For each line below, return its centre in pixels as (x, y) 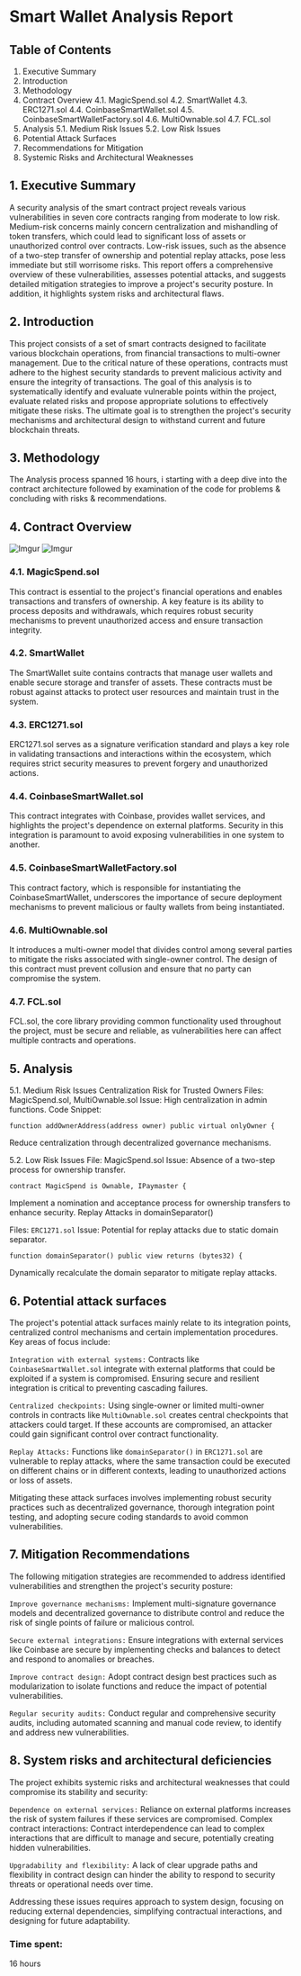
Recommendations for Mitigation (83, 148)
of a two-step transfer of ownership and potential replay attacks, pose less (147, 255)
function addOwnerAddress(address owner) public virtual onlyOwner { (142, 1126)
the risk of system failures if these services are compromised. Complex (141, 1818)
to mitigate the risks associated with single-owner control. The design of (143, 960)
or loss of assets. (41, 1480)
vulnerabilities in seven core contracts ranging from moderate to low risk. (145, 217)
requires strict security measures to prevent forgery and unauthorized (138, 763)
